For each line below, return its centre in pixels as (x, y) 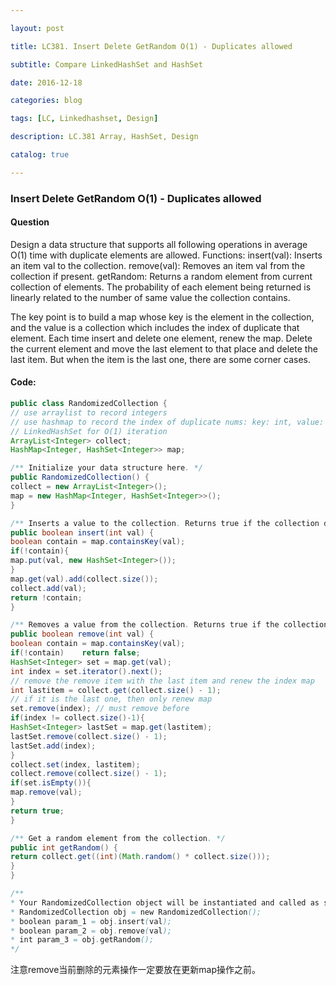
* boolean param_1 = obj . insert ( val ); (91, 921)
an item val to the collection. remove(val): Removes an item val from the (158, 265)
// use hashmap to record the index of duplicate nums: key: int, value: (167, 422)
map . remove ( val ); (46, 792)
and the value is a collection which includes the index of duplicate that (155, 327)
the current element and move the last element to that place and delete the (164, 348)
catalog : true (40, 155)
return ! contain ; (46, 597)
